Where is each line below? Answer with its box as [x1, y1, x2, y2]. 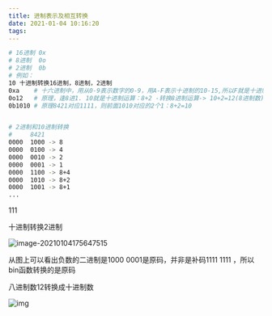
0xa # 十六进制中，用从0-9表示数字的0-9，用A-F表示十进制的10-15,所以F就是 [8, 86, 250, 95]
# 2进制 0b [8, 64, 46, 73]
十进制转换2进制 [8, 222, 63, 232]
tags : [8, 27, 27, 35]
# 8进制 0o [8, 57, 46, 65]
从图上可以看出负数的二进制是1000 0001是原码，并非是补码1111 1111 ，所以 [8, 255, 255, 265]
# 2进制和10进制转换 [8, 123, 70, 132]
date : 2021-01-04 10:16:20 [8, 19, 100, 27]
